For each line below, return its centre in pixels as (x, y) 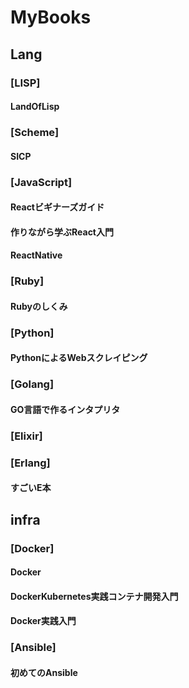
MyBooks (51, 17)
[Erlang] (30, 463)
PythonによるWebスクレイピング (79, 358)
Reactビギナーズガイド (57, 207)
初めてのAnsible (44, 672)
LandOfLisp (35, 107)
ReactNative (36, 255)
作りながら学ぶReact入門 (62, 232)
